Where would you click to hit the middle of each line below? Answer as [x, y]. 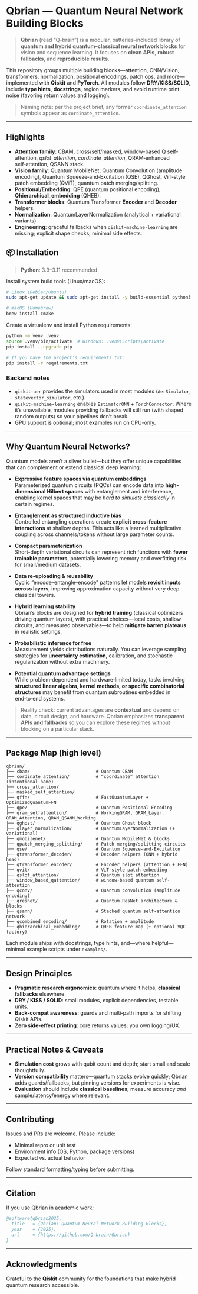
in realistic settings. [38, 631]
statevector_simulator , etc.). [50, 397]
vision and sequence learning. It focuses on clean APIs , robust [97, 52]
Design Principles [39, 974]
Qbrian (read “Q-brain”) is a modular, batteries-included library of [100, 40]
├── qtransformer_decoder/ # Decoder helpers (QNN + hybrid [92, 854]
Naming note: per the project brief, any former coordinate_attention [103, 107]
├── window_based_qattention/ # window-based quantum [80, 880]
